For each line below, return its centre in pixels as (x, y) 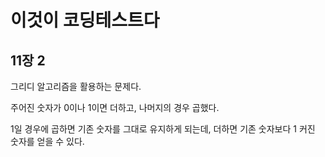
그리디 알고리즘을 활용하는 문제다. (76, 86)
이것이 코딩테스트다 (85, 20)
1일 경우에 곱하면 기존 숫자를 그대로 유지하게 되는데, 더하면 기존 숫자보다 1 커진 (163, 129)
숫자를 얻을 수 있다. (47, 141)
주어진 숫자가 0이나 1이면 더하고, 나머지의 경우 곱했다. (115, 107)
